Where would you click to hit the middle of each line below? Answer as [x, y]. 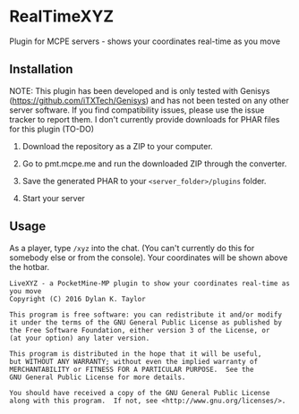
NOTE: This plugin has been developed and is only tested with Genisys [140, 90]
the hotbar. [30, 266]
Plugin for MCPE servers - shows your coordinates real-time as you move [145, 41]
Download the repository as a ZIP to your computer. [117, 146]
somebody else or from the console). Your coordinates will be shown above [149, 258]
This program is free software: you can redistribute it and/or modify [145, 315]
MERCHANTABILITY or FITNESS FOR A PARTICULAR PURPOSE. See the [132, 369]
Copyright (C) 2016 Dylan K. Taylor [77, 299]
